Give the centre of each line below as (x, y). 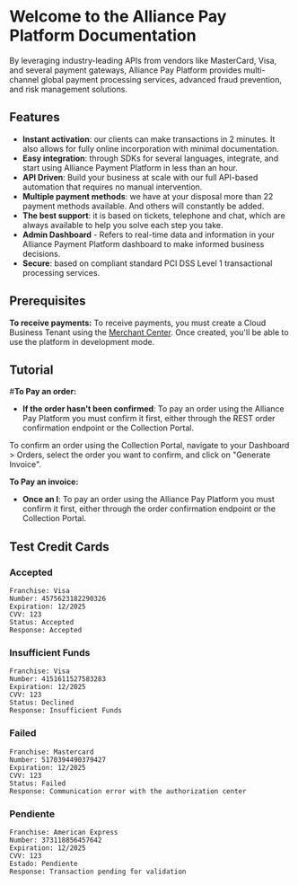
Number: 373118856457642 (56, 840)
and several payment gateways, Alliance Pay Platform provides (126, 70)
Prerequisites (48, 301)
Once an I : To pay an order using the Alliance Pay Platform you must (149, 500)
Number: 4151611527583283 (57, 679)
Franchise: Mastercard (52, 752)
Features (35, 117)
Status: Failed (38, 783)
